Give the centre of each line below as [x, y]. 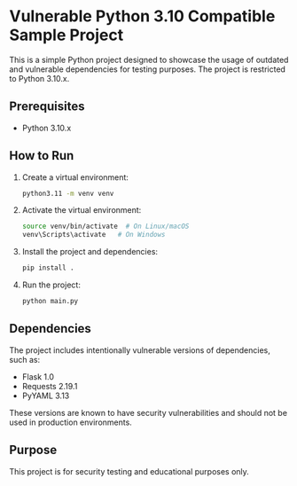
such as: [25, 359]
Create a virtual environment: [75, 177]
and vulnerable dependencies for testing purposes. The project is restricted [148, 69]
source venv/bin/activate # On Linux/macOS [106, 227]
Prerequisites [47, 107]
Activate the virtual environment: [82, 210]
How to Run [42, 156]
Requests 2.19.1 [50, 386]
